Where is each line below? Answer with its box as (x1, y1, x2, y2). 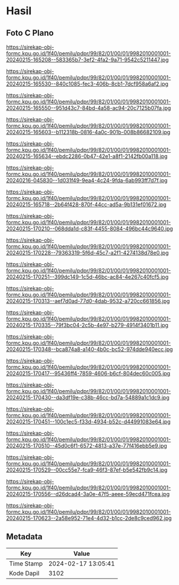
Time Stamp (9, 559, 43, 568)
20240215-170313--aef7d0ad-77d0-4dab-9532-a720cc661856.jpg (6, 298, 170, 304)
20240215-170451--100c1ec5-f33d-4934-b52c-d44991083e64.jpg (6, 418, 171, 425)
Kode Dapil (9, 569, 40, 577)
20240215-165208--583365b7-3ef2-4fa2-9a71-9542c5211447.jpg (6, 56, 169, 63)
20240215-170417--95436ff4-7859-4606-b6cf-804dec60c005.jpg (6, 370, 171, 377)
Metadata (6, 532, 43, 542)
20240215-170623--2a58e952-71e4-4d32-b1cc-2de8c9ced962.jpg (6, 515, 172, 521)
